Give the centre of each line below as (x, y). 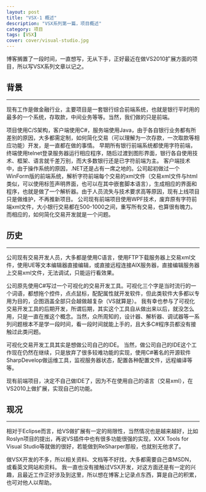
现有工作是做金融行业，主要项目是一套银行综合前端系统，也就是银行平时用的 (103, 109)
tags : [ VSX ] (21, 35)
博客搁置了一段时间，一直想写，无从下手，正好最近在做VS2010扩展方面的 (99, 59)
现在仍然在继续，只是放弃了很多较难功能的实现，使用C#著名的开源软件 (101, 352)
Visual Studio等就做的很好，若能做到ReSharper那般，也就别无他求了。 (95, 447)
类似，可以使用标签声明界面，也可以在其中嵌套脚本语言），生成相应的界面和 (102, 183)
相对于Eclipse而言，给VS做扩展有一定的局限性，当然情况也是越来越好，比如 (102, 431)
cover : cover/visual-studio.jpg (48, 40)
